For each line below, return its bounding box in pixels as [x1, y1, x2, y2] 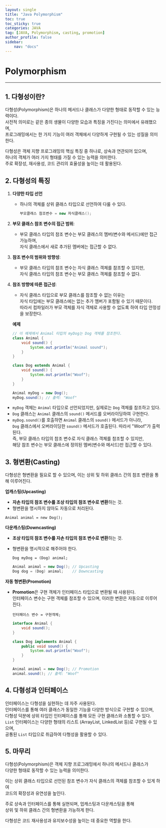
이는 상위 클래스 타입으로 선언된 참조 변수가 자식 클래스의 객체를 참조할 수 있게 [5, 778, 156, 784]
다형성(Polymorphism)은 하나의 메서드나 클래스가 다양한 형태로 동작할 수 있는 [5, 107, 155, 113]
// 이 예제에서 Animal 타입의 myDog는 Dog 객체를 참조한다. [12, 331, 122, 336]
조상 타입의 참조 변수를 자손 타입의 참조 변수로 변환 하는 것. [12, 535, 123, 541]
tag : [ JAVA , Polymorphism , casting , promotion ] [5, 30, 105, 35]
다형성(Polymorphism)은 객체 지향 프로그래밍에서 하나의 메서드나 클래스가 [5, 761, 149, 767]
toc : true [5, 16, 26, 21]
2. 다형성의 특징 [5, 177, 50, 185]
